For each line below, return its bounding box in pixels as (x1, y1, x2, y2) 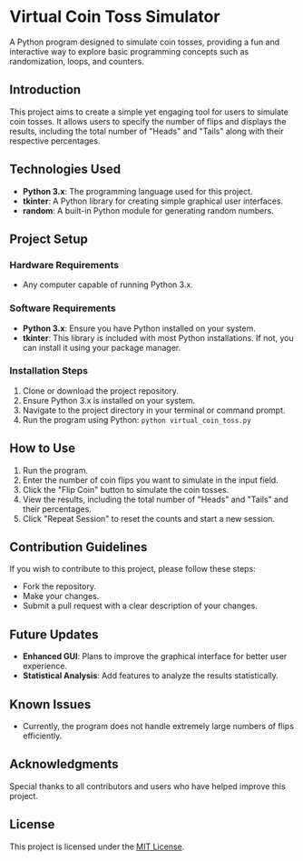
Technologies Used (9, 162, 121, 177)
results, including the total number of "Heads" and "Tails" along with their (9, 125, 284, 136)
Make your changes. (22, 591, 100, 602)
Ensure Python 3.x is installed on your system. (22, 395, 196, 405)
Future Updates (9, 626, 99, 642)
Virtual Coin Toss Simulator (9, 6, 220, 27)
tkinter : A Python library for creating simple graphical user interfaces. (22, 195, 284, 206)
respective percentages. (9, 135, 101, 146)
